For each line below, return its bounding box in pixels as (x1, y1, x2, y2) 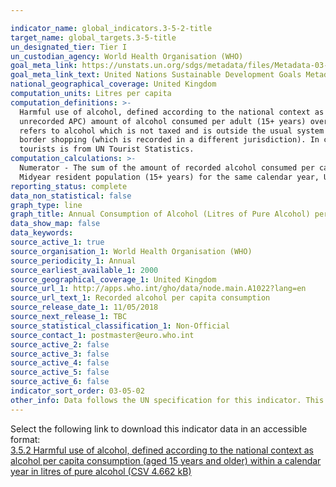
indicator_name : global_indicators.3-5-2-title (10, 23, 213, 33)
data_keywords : (10, 228, 74, 238)
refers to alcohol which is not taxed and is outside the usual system (19, 126, 325, 136)
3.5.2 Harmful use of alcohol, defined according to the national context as (10, 444, 315, 456)
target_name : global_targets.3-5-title (10, 32, 177, 43)
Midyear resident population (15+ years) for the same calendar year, (19, 172, 320, 182)
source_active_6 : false (10, 377, 110, 387)
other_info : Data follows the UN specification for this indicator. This (10, 395, 325, 405)
